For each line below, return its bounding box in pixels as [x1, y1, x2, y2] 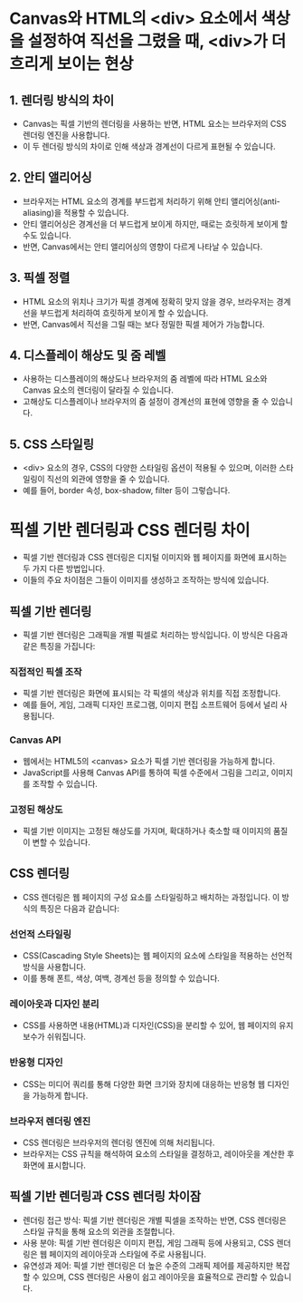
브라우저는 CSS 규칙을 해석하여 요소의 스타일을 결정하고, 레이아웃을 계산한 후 [22, 1148, 295, 1159]
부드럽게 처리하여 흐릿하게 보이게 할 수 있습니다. [39, 307, 209, 318]
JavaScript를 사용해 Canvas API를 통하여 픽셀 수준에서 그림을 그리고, [22, 767, 270, 778]
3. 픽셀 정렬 [9, 270, 71, 286]
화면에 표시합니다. [22, 1160, 86, 1171]
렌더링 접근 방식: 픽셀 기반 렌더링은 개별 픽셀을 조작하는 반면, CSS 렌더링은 [22, 1214, 287, 1225]
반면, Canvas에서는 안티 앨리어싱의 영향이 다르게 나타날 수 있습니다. [22, 241, 263, 252]
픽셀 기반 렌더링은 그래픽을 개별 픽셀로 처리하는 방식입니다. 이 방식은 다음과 [22, 629, 289, 640]
